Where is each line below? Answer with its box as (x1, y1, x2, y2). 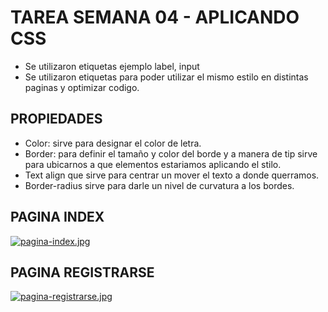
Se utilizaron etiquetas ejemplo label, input (24, 60, 200, 72)
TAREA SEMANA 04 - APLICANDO (10, 6, 300, 29)
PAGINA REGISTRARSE (10, 264, 155, 281)
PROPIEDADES (10, 111, 103, 128)
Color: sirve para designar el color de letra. (24, 137, 202, 149)
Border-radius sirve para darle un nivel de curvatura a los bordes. (24, 179, 295, 191)
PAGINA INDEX (10, 209, 105, 226)
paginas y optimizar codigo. (24, 81, 140, 93)
